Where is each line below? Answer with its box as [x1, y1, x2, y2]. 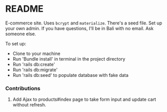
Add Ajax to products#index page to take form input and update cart [12, 96, 156, 102]
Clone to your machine [12, 50, 61, 57]
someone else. [5, 31, 37, 37]
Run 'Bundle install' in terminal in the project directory [12, 55, 126, 62]
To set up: [5, 40, 26, 46]
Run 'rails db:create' [12, 61, 55, 67]
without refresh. [12, 102, 46, 108]
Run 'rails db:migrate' [12, 67, 58, 73]
